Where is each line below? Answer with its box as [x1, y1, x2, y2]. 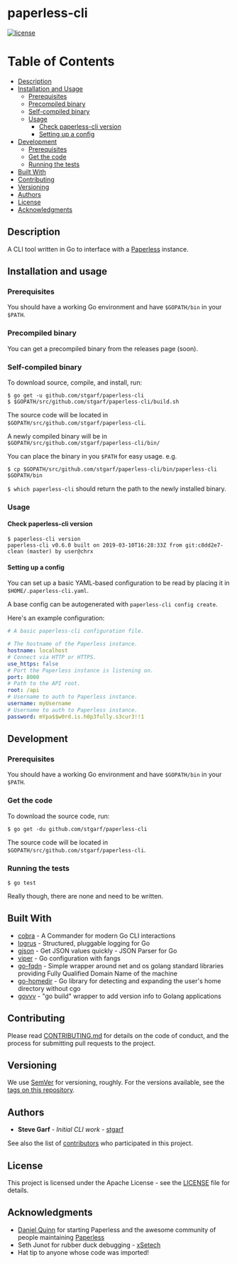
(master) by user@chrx [26, 548, 94, 555]
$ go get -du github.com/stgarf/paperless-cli [7, 825, 148, 832]
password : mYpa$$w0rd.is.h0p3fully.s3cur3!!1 [7, 713, 144, 720]
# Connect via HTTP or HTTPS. [7, 653, 97, 660]
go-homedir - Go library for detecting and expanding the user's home [17, 976, 221, 985]
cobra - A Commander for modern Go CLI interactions [17, 931, 176, 940]
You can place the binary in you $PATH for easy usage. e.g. [7, 451, 177, 460]
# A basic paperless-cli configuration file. [7, 628, 144, 635]
